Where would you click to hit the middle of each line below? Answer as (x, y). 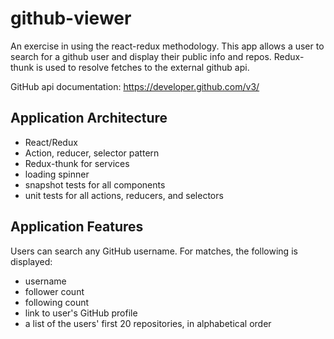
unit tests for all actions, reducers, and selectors (124, 195)
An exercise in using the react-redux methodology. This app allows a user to (167, 46)
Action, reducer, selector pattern (92, 153)
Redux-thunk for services (77, 163)
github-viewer (71, 18)
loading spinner (57, 174)
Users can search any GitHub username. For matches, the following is (154, 251)
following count (57, 302)
